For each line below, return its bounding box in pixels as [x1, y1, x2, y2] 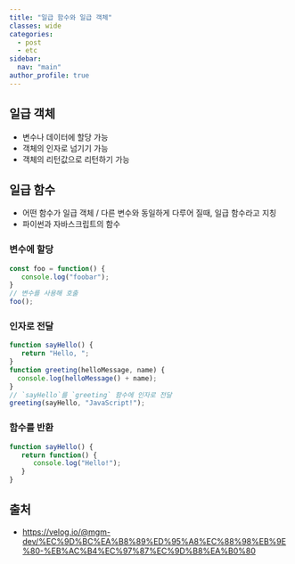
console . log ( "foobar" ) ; [20, 273, 110, 282]
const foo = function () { [9, 264, 105, 273]
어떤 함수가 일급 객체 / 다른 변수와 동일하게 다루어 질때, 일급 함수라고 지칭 [21, 208, 277, 218]
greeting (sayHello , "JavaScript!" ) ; [9, 398, 145, 408]
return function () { [20, 451, 98, 460]
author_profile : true [9, 71, 90, 80]
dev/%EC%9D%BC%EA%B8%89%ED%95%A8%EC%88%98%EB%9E [21, 535, 287, 546]
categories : [9, 29, 53, 38]
